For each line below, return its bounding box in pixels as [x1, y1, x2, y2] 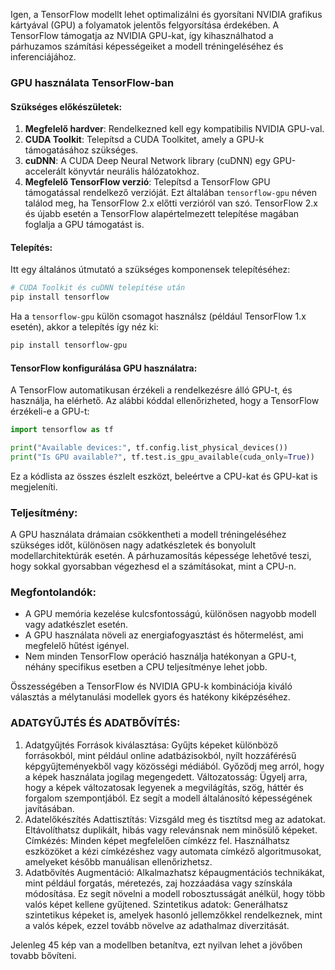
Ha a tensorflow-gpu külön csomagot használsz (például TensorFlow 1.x [10, 310, 307, 323]
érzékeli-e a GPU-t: [10, 405, 90, 418]
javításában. [24, 802, 75, 814]
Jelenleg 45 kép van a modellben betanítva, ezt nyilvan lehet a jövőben [10, 939, 303, 951]
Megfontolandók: [10, 585, 97, 599]
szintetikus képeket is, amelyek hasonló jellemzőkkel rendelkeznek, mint [24, 909, 323, 921]
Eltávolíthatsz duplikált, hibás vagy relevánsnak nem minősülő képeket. [24, 824, 318, 836]
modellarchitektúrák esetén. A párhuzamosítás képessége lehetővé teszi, [10, 550, 312, 562]
